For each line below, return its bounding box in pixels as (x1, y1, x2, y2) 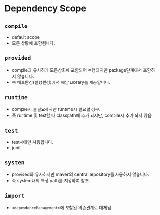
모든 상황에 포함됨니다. (11, 40, 55, 46)
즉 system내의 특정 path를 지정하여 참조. (11, 178, 91, 184)
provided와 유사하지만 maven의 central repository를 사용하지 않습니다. (11, 171, 150, 177)
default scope (11, 34, 40, 40)
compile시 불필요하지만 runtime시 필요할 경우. (11, 106, 101, 112)
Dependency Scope (4, 3, 87, 14)
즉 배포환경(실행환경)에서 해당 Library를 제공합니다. (11, 79, 111, 85)
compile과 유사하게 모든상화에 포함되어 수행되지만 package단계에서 (11, 67, 142, 73)
